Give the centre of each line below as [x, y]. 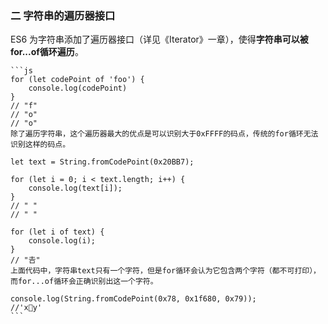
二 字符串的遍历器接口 [63, 15]
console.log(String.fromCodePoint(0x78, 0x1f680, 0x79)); [133, 299]
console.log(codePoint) [78, 88]
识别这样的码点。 [40, 145]
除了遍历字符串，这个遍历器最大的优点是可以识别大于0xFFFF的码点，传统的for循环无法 [164, 134]
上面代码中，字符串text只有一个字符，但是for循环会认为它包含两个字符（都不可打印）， [166, 271]
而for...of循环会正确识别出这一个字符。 [84, 282]
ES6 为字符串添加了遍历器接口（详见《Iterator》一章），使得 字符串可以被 [159, 39]
